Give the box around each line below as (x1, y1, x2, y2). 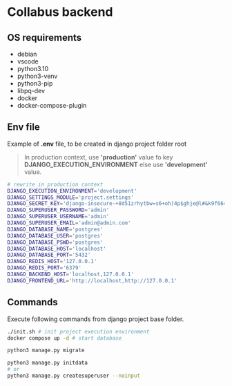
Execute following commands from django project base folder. (7, 315, 184, 323)
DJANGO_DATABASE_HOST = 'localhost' (7, 245, 107, 252)
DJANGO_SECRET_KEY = (7, 200, 64, 207)
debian (17, 50, 37, 58)
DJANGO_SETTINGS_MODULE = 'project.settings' (7, 194, 135, 201)
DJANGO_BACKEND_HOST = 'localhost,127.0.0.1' (7, 271, 135, 278)
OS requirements (7, 32, 82, 44)
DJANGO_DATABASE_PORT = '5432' (7, 251, 91, 259)
